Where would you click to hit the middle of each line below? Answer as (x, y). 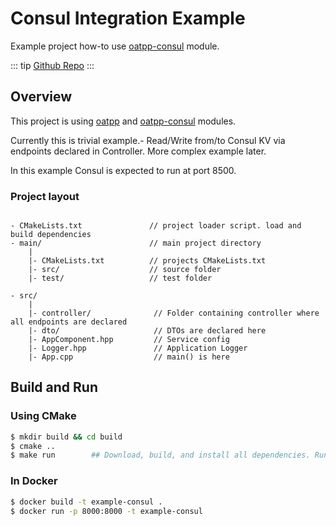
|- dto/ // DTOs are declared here (147, 331)
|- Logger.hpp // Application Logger (138, 348)
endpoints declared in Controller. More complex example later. (138, 151)
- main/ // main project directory (136, 243)
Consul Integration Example (128, 18)
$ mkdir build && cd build (66, 437)
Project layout (45, 196)
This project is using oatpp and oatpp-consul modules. (123, 121)
